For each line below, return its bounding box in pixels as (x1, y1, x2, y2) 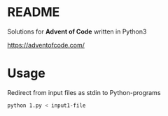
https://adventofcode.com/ (7, 41, 85, 49)
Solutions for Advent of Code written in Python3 (7, 27, 147, 36)
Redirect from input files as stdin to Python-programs (7, 88, 161, 96)
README (7, 4, 60, 20)
